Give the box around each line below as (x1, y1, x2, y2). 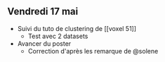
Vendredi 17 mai (7, 6, 79, 18)
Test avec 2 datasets (27, 32, 88, 40)
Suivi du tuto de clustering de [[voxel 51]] (17, 24, 137, 32)
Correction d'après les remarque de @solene (27, 46, 159, 55)
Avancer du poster (17, 39, 72, 48)
